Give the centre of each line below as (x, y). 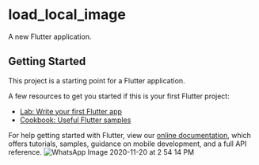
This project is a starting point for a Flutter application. (97, 80)
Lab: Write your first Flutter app (71, 111)
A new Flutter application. (50, 36)
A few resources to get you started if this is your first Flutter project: (119, 96)
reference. (25, 152)
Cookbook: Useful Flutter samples (75, 120)
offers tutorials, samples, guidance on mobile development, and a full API (128, 144)
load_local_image (67, 15)
